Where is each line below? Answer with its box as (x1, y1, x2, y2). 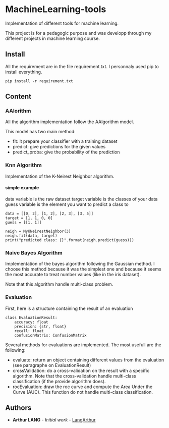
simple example (5, 185, 39, 191)
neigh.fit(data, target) (5, 233, 58, 238)
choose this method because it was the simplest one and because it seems (5, 266, 161, 272)
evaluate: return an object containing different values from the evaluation (12, 357, 164, 363)
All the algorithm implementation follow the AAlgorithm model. (5, 119, 134, 125)
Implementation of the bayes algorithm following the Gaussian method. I (5, 261, 155, 267)
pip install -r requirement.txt (5, 78, 73, 84)
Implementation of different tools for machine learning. (5, 20, 119, 26)
